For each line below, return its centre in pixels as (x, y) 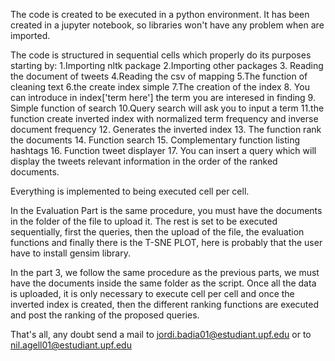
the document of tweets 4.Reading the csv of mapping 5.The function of (159, 76)
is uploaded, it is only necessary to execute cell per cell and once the (152, 293)
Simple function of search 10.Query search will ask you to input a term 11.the (167, 108)
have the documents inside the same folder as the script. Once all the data (163, 283)
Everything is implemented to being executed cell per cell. (130, 191)
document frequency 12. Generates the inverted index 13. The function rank (166, 129)
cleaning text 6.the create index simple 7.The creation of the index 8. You (160, 87)
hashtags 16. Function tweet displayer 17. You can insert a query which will (163, 150)
